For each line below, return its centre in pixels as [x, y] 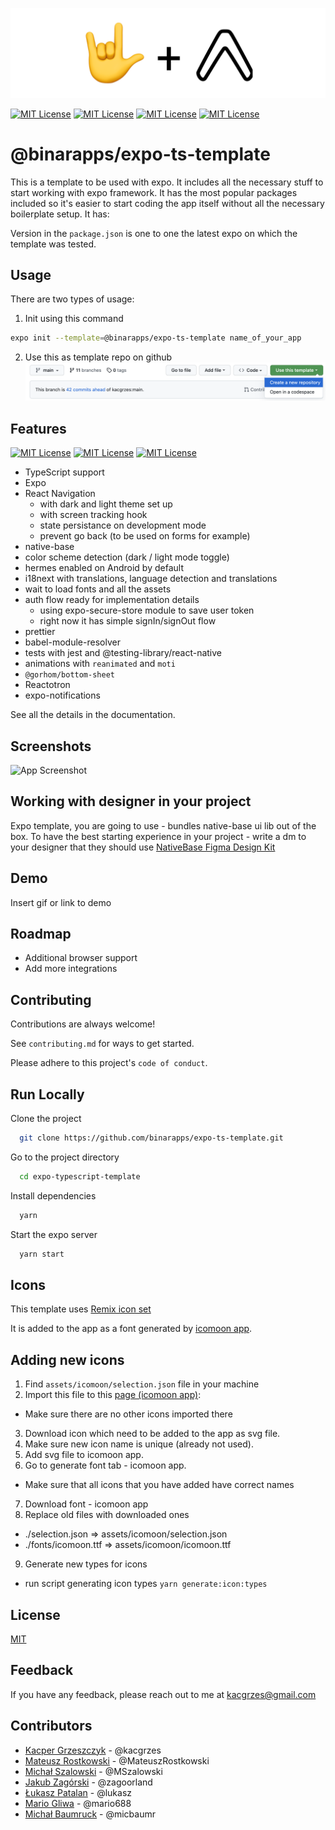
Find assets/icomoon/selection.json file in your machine [142, 1384]
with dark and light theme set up [106, 504]
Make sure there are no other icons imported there [128, 1414]
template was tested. [53, 244]
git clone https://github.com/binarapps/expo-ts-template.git [151, 1138]
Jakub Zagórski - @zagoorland [88, 1782]
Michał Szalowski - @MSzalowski [93, 1771]
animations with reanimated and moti [100, 664]
